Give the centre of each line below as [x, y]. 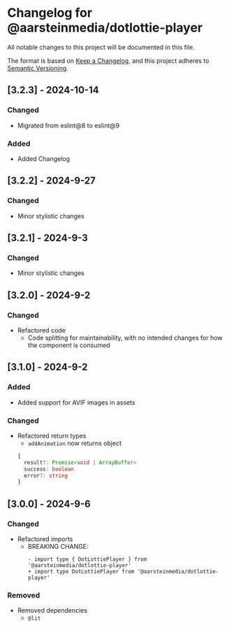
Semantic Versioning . [38, 68]
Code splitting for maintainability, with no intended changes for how [125, 337]
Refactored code [42, 330]
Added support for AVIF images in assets [76, 402]
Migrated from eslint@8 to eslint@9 [68, 125]
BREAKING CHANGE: [58, 547]
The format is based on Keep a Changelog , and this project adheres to [108, 60]
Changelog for [50, 13]
